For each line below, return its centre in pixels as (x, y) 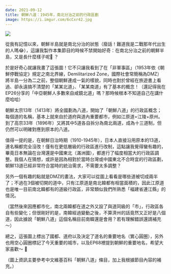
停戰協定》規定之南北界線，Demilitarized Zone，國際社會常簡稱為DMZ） (85, 74)
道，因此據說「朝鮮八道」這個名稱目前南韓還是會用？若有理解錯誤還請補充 (83, 219)
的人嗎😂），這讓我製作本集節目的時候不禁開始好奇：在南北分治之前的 (78, 50)
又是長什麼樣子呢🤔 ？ (36, 57)
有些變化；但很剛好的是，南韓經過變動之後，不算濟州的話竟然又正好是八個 (88, 213)
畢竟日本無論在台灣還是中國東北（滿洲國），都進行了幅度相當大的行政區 (80, 153)
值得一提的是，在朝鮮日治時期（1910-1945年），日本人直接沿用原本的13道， (84, 140)
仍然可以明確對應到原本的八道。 (39, 129)
